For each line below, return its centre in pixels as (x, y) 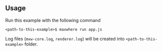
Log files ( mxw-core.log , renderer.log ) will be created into (65, 38)
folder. (31, 44)
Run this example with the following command (53, 20)
